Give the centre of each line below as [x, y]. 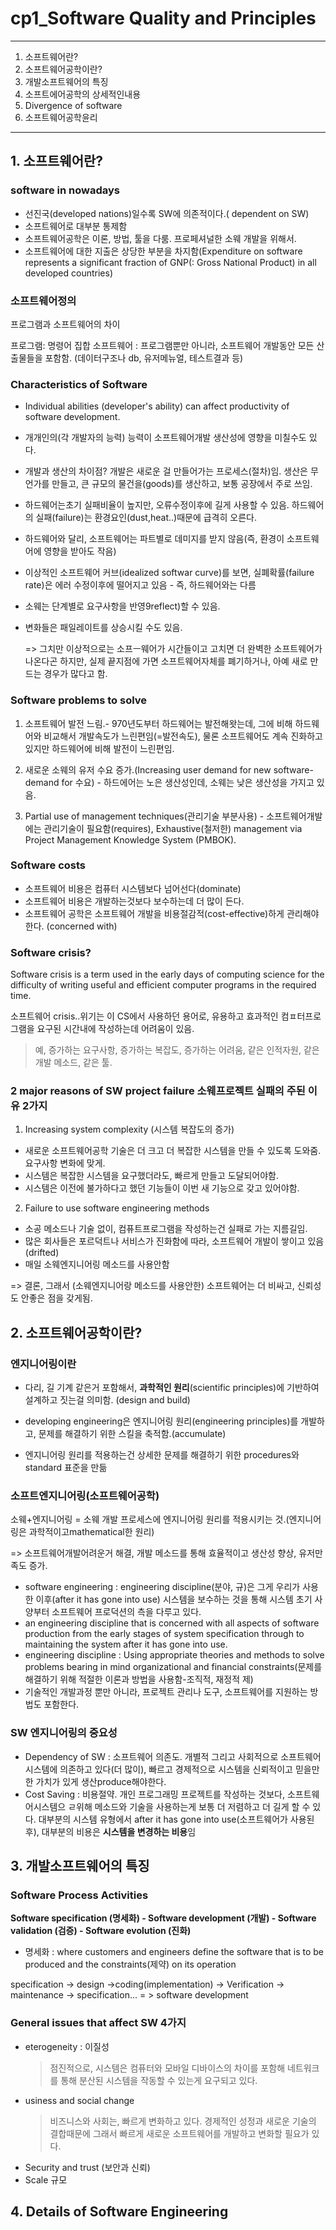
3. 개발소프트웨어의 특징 [80, 1866]
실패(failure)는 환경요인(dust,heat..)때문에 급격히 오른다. [146, 518]
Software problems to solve [79, 700]
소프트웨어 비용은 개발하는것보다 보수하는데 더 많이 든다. [134, 901]
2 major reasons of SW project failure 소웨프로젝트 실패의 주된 [158, 1091]
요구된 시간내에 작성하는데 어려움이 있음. [115, 1029]
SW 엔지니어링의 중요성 [64, 1733]
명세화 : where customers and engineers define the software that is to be [174, 1952]
